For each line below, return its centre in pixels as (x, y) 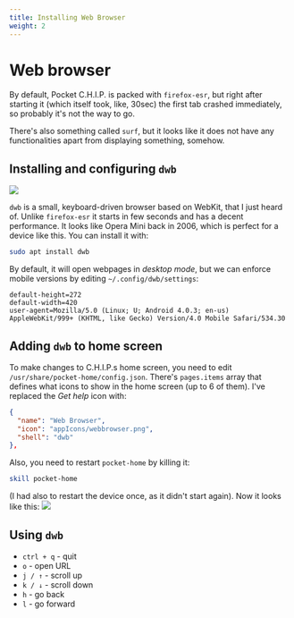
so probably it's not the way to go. (72, 114)
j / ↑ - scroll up (52, 575)
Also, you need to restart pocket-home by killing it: (100, 462)
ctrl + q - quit (50, 556)
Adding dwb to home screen (86, 346)
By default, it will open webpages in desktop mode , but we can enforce (140, 269)
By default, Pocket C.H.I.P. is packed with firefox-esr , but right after (136, 95)
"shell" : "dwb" (46, 437)
